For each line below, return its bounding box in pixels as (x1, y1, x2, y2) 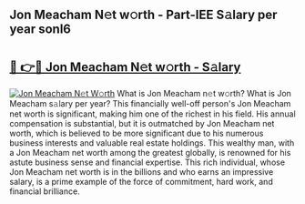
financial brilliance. (9, 186, 80, 197)
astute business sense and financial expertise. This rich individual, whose (9, 157, 285, 168)
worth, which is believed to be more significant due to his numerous (9, 127, 264, 138)
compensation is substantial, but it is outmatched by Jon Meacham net (9, 118, 275, 128)
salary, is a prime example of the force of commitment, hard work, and (9, 177, 273, 187)
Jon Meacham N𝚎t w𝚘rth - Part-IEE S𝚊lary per (9, 7, 278, 23)
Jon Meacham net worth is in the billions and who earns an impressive (9, 167, 274, 177)
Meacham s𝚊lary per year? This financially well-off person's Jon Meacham (9, 98, 291, 108)
